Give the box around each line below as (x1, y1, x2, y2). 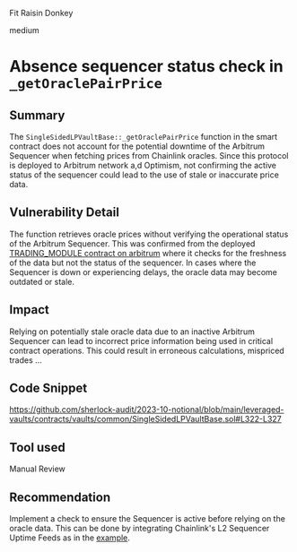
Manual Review (9, 463, 66, 474)
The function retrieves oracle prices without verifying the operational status (9, 229, 289, 239)
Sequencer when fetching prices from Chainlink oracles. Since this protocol (9, 151, 289, 160)
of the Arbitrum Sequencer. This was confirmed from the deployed (9, 237, 256, 249)
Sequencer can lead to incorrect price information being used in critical (9, 335, 274, 346)
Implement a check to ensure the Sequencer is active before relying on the (9, 513, 285, 524)
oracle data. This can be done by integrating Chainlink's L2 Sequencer (9, 523, 270, 534)
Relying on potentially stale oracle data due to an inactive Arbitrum (9, 326, 256, 337)
